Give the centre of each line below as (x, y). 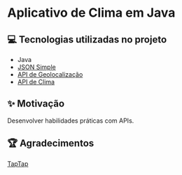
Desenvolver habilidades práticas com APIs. (71, 121)
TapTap (18, 163)
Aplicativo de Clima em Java (91, 13)
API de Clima (36, 82)
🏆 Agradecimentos (51, 143)
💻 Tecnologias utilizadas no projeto (87, 39)
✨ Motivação (36, 104)
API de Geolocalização (50, 74)
